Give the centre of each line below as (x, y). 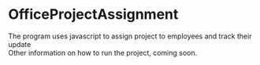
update (20, 44)
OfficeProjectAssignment (93, 14)
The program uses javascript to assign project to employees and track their (130, 36)
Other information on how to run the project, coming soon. (103, 52)
